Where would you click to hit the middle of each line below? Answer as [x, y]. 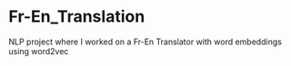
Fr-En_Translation [77, 17]
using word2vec [39, 51]
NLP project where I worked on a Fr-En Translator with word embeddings [145, 42]
